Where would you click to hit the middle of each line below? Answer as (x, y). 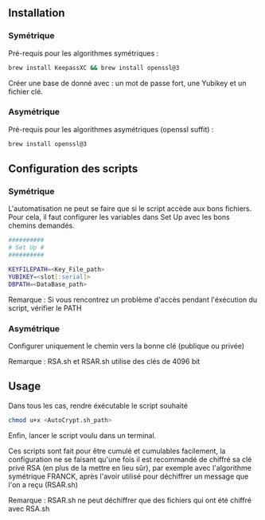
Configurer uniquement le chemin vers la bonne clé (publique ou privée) (127, 346)
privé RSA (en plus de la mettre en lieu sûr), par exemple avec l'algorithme (130, 467)
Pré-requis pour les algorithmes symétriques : (84, 53)
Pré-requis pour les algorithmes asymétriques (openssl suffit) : (111, 129)
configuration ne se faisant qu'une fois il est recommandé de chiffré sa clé (130, 459)
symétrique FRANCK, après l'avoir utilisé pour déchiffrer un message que (129, 476)
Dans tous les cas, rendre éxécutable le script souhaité (98, 405)
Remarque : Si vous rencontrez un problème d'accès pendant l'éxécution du (133, 299)
